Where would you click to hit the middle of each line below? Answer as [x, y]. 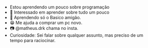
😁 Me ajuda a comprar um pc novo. [46, 23]
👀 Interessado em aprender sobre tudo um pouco [59, 12]
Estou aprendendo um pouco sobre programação [60, 7]
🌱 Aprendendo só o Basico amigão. [45, 17]
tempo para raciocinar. [33, 40]
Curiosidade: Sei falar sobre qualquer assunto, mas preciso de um [76, 35]
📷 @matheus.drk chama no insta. [44, 28]
